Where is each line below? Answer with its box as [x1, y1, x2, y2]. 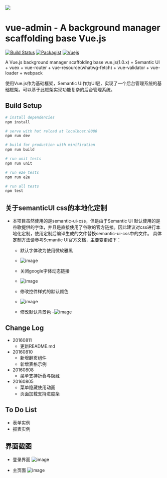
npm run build [5, 147, 35, 152]
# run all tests [5, 184, 39, 189]
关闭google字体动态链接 [20, 268, 70, 274]
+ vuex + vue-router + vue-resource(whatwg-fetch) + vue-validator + [5, 64, 149, 71]
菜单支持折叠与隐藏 [20, 373, 60, 379]
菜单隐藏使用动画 [20, 384, 56, 390]
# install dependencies [5, 115, 55, 120]
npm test [5, 188, 24, 193]
